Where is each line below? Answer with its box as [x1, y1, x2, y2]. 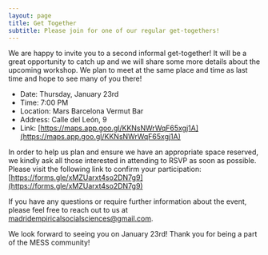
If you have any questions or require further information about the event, [8, 197, 247, 206]
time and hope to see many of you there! [8, 74, 142, 84]
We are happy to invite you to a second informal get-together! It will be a [8, 49, 247, 58]
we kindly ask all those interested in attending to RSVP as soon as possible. [8, 156, 257, 165]
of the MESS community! [8, 237, 90, 248]
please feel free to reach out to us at [8, 205, 128, 215]
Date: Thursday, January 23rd [19, 90, 119, 99]
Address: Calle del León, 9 [19, 115, 107, 125]
